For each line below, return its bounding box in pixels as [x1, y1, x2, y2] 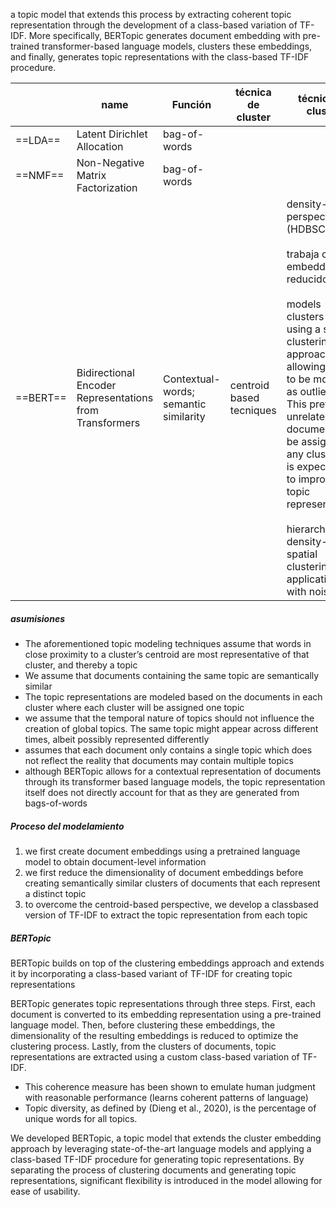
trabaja [286, 247, 320, 261]
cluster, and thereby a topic [24, 659, 138, 671]
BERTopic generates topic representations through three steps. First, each [10, 997, 316, 1009]
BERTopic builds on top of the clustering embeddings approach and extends [10, 957, 325, 969]
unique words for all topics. [24, 1112, 138, 1124]
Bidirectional [76, 366, 135, 379]
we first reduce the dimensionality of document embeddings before [24, 866, 304, 878]
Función [171, 98, 212, 111]
